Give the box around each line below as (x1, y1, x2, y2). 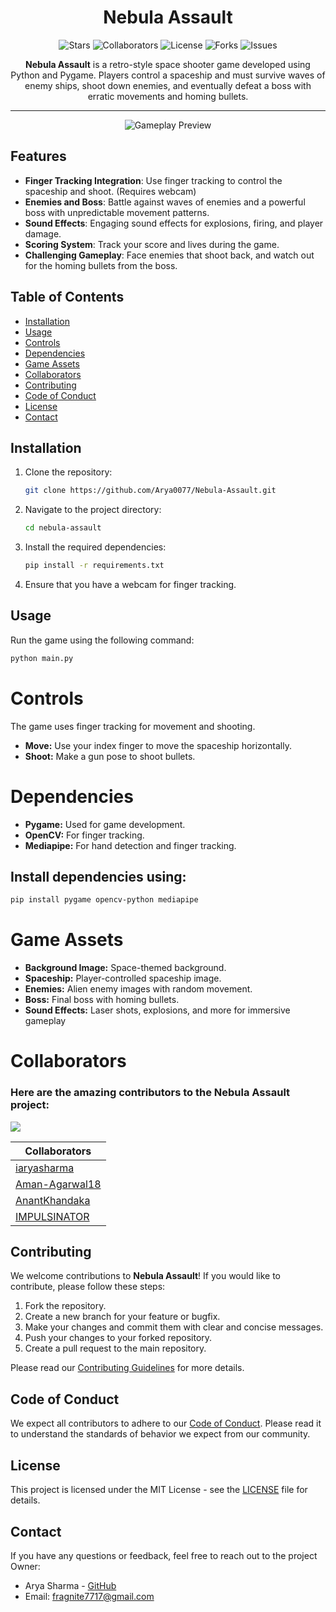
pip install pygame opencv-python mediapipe (10, 895, 199, 905)
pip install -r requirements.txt (24, 561, 165, 571)
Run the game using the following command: (10, 634, 195, 646)
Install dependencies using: (10, 868, 187, 885)
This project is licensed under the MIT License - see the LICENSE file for (10, 1484, 308, 1496)
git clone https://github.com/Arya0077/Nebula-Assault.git (24, 486, 277, 496)
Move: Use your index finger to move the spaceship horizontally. (24, 739, 292, 751)
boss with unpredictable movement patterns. (24, 206, 210, 218)
